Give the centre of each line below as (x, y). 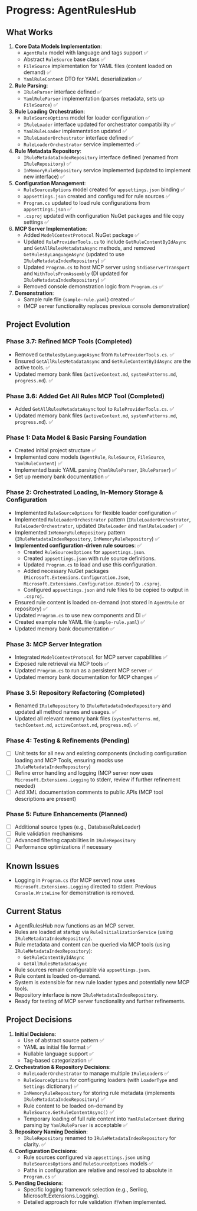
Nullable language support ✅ (59, 1054)
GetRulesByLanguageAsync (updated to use (74, 254)
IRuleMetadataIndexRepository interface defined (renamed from (101, 157)
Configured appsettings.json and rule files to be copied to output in (106, 590)
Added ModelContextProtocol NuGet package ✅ (81, 235)
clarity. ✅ (35, 1144)
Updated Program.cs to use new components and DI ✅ (81, 615)
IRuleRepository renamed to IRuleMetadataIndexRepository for (100, 1138)
